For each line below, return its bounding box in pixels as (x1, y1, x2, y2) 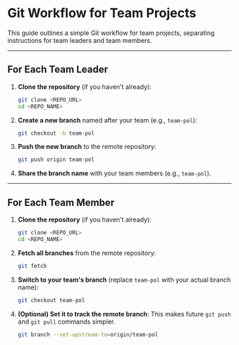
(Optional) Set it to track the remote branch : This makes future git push (17, 309, 231, 318)
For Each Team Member (7, 196, 115, 208)
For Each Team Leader (7, 63, 108, 76)
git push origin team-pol (17, 156, 95, 163)
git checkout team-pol (17, 297, 85, 304)
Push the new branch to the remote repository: (17, 143, 156, 151)
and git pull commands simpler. (17, 317, 116, 326)
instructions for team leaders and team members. (7, 36, 152, 44)
